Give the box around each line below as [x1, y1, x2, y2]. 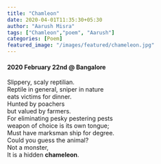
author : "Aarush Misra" [7, 23, 75, 29]
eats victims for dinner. [7, 93, 72, 101]
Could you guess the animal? [7, 136, 89, 144]
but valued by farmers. [7, 107, 71, 115]
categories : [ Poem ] [7, 36, 63, 42]
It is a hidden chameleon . [7, 151, 79, 159]
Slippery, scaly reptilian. [7, 78, 75, 86]
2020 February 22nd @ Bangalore [7, 63, 106, 71]
